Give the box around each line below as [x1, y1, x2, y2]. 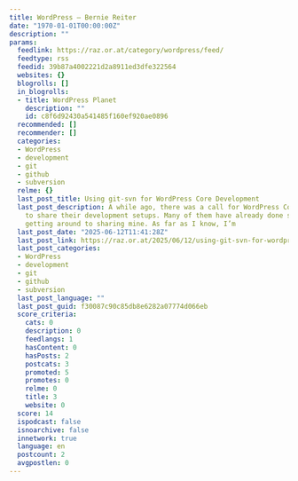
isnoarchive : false [17, 425, 90, 435]
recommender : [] [17, 129, 77, 138]
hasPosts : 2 [25, 351, 69, 360]
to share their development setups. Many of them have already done [25, 210, 284, 220]
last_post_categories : [17, 244, 101, 253]
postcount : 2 [17, 450, 66, 460]
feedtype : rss [17, 54, 69, 63]
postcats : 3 [25, 359, 69, 368]
